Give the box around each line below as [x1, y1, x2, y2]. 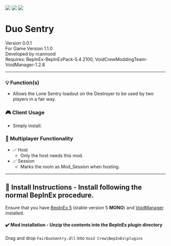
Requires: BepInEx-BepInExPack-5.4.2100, [5, 56, 94, 62]
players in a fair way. [12, 96, 56, 102]
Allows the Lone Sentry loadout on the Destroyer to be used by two [12, 90, 154, 97]
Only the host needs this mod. [20, 152, 83, 159]
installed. [5, 210, 24, 216]
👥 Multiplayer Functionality [5, 135, 74, 142]
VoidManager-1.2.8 [5, 61, 45, 68]
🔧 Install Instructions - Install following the [5, 183, 142, 192]
